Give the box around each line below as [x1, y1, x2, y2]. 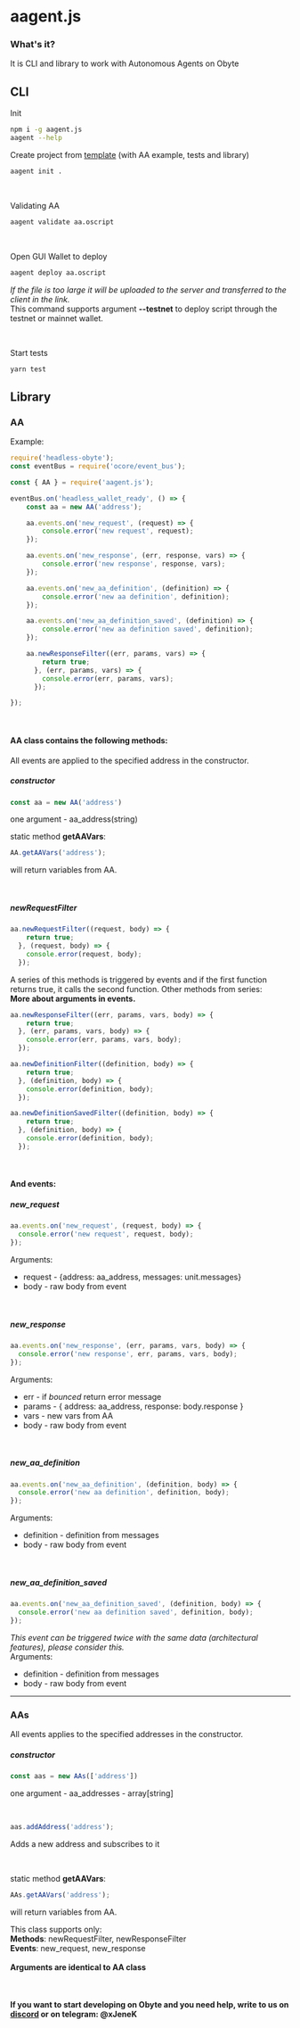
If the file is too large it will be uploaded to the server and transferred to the [10, 284, 288, 295]
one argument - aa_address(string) [10, 814, 139, 824]
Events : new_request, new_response [10, 1942, 146, 1953]
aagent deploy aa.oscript [10, 268, 106, 277]
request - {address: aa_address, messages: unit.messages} [22, 1271, 242, 1282]
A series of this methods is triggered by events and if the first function [10, 974, 268, 985]
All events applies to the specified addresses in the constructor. [10, 1729, 244, 1740]
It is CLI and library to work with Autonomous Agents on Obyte [10, 58, 239, 69]
